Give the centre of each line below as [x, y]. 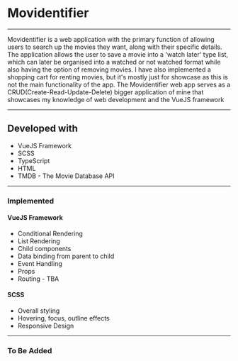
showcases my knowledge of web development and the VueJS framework [116, 99]
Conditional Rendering [50, 233]
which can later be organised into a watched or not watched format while [114, 62]
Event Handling [40, 263]
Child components [44, 248]
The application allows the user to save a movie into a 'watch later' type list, [118, 54]
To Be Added [30, 351]
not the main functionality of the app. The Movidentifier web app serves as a [119, 84]
